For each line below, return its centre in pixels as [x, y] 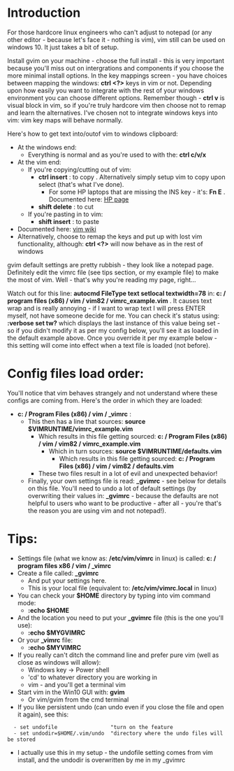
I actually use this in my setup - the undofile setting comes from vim [115, 752]
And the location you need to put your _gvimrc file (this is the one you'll [120, 618]
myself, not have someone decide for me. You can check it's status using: [114, 316]
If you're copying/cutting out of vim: [79, 169]
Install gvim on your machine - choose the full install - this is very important [116, 60]
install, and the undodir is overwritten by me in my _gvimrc [101, 760]
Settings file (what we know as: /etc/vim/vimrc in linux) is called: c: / [117, 558]
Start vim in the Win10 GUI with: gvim [71, 692]
